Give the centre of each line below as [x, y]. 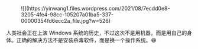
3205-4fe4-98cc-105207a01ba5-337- [67, 15]
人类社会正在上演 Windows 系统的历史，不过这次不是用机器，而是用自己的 [97, 33]
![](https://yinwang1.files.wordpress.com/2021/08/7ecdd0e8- [95, 8]
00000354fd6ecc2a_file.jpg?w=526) [66, 21]
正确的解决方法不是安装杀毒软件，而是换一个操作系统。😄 [86, 40]
